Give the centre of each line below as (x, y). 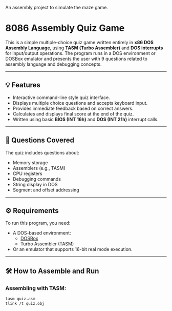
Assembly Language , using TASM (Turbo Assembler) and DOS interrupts (84, 48)
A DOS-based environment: (42, 233)
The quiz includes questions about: (42, 152)
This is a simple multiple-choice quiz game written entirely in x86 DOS (80, 42)
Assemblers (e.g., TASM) (39, 168)
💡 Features (23, 85)
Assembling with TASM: (36, 288)
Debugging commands (37, 179)
